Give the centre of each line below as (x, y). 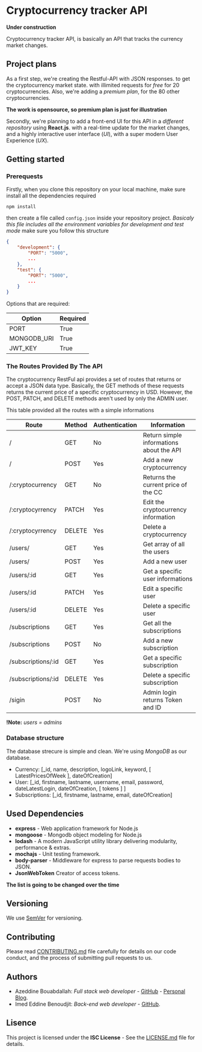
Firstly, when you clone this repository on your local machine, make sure (96, 190)
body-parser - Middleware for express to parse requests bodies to (98, 860)
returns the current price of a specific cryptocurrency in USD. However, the (99, 392)
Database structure (35, 738)
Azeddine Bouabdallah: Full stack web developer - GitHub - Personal (100, 991)
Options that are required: (38, 304)
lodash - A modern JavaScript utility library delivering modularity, (96, 841)
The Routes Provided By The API (54, 367)
